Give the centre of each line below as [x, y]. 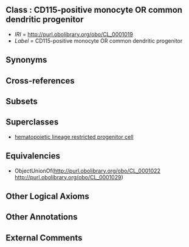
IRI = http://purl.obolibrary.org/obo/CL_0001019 [74, 34]
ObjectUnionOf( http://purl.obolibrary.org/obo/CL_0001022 [87, 171]
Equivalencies [33, 156]
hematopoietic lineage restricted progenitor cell [74, 137]
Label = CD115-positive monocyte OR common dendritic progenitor [98, 41]
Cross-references [40, 81]
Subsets [22, 101]
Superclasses [32, 122]
